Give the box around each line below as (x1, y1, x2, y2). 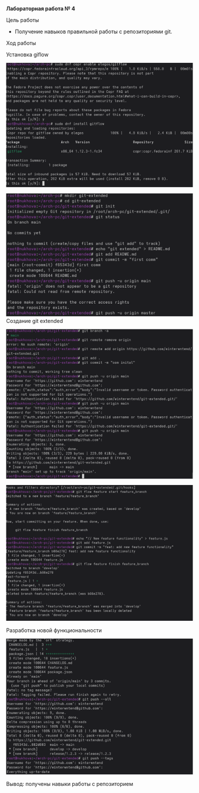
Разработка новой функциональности (6, 626, 102, 634)
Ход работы (6, 40, 37, 46)
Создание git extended (6, 318, 63, 325)
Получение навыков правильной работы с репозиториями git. (14, 28, 173, 35)
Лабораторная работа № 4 (6, 5, 76, 12)
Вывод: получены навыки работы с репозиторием (6, 781, 133, 788)
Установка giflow (6, 51, 49, 58)
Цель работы (6, 17, 40, 23)
